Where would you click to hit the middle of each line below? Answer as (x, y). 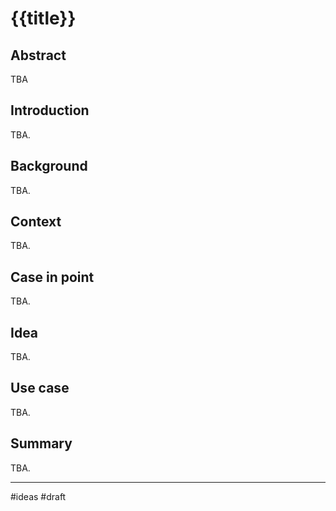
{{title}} (43, 18)
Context (36, 222)
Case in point (52, 277)
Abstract (38, 55)
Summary (41, 443)
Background (49, 166)
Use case (40, 388)
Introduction (50, 110)
